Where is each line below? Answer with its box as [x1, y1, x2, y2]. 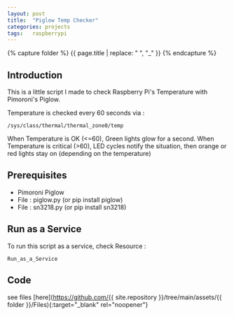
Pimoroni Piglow [17, 188, 64, 196]
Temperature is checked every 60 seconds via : [7, 109, 145, 117]
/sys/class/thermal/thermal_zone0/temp [7, 122, 124, 129]
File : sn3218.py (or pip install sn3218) [17, 203, 127, 211]
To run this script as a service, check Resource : [7, 242, 146, 250]
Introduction [7, 69, 63, 81]
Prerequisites [7, 169, 67, 182]
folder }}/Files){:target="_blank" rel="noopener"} [7, 300, 149, 308]
